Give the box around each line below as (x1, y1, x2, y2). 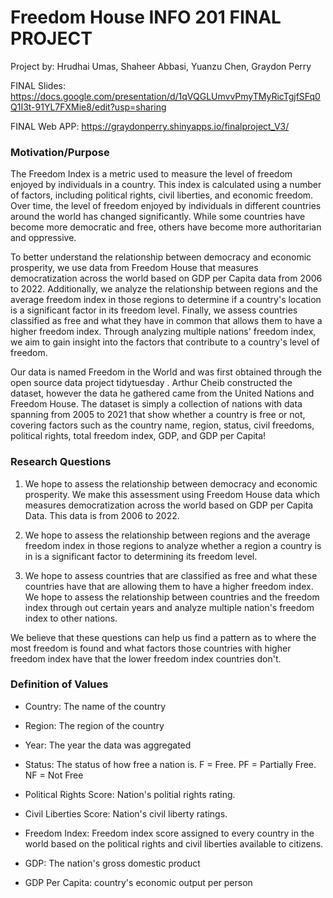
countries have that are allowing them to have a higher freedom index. (24, 580, 314, 592)
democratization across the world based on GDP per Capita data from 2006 (10, 272, 323, 285)
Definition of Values (10, 677, 109, 691)
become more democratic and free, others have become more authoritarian (10, 221, 322, 233)
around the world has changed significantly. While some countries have (10, 211, 306, 223)
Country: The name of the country (24, 700, 167, 712)
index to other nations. (24, 612, 118, 624)
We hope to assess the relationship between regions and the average (24, 529, 311, 541)
